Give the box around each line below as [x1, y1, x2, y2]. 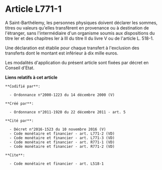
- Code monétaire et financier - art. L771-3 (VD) [9, 135, 115, 141]
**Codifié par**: [5, 84, 41, 89]
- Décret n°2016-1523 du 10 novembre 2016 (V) [9, 127, 106, 132]
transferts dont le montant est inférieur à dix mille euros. [5, 50, 118, 56]
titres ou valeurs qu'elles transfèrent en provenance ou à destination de [5, 25, 149, 30]
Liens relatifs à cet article [5, 74, 58, 80]
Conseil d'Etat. [5, 65, 35, 71]
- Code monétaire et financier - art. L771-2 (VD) [9, 131, 115, 136]
